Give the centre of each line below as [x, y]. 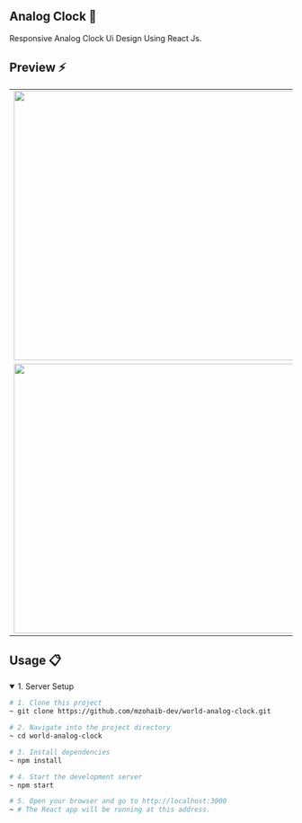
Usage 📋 [36, 661]
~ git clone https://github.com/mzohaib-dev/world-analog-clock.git [140, 712]
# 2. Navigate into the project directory [90, 728]
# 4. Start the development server [76, 777]
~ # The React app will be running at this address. [110, 810]
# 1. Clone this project [56, 703]
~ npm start [31, 785]
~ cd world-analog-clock [56, 736]
